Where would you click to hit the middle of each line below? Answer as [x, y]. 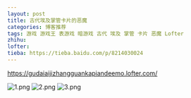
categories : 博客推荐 [37, 27]
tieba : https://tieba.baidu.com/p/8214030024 [75, 54]
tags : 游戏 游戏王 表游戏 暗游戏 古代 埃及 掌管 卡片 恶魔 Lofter [96, 33]
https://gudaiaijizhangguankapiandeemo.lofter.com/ [82, 73]
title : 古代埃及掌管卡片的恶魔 [47, 20]
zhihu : [17, 40]
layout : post [26, 14]
